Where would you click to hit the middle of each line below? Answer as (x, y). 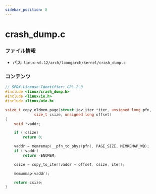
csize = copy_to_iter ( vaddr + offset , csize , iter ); (70, 164)
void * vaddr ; (27, 124)
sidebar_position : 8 (26, 10)
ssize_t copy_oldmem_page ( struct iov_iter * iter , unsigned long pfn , (78, 110)
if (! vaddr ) (26, 151)
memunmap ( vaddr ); (32, 173)
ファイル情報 (21, 51)
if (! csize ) (26, 133)
